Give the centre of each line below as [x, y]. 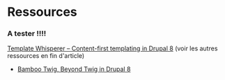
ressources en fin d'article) [46, 56]
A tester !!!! [27, 34]
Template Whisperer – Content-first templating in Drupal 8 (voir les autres [113, 48]
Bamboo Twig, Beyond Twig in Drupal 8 [74, 69]
